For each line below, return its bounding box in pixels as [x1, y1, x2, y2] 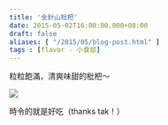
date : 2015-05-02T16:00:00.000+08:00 [9, 21, 149, 30]
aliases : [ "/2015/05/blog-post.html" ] [9, 37, 161, 47]
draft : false [9, 29, 57, 38]
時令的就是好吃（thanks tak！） [9, 107, 126, 117]
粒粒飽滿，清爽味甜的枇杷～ [9, 71, 111, 82]
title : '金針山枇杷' [9, 12, 78, 22]
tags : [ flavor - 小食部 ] [9, 46, 101, 55]
